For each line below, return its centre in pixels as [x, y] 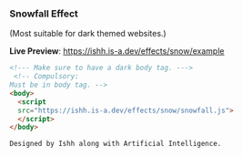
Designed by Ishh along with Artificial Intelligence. [116, 144]
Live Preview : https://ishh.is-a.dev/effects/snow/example [117, 51]
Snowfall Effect [44, 14]
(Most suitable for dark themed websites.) [88, 34]
